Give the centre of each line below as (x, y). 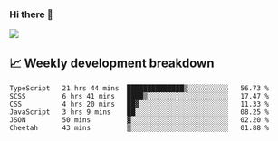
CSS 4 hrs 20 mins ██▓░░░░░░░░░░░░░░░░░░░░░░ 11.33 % (139, 104)
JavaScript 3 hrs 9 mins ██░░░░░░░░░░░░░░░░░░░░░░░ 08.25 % (139, 112)
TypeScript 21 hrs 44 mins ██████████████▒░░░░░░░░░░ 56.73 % (139, 89)
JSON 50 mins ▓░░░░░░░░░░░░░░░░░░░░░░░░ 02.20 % (139, 120)
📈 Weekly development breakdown (112, 63)
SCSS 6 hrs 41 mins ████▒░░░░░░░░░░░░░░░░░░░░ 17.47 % (139, 97)
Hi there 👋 (32, 14)
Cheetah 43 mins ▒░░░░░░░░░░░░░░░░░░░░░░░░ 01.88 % (139, 128)
